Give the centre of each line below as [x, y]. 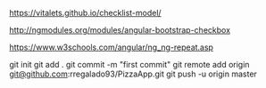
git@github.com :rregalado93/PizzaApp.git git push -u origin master [133, 74]
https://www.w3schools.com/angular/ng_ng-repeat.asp [112, 47]
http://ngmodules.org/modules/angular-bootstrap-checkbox [120, 30]
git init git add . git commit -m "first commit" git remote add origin [129, 64]
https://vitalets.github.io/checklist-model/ [86, 13]
